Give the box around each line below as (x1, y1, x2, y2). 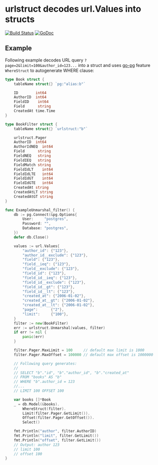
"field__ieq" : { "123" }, (22, 262, 70, 267)
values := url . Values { (14, 243, 60, 249)
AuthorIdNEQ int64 (14, 144, 53, 149)
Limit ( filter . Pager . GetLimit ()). (22, 411, 90, 416)
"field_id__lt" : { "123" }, (22, 289, 75, 294)
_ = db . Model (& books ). (14, 402, 60, 406)
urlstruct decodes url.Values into (5, 3, 141, 15)
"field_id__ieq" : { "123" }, (22, 275, 77, 280)
